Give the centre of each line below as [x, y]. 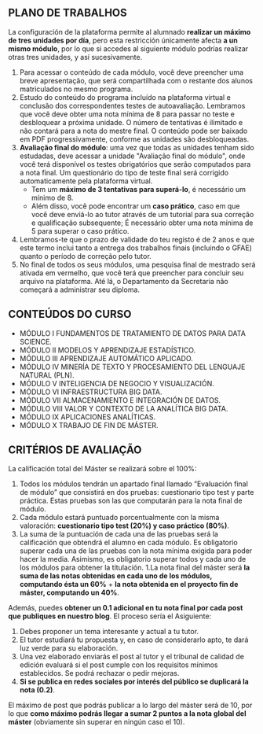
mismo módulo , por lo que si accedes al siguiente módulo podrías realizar [128, 48]
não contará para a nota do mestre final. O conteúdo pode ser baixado [133, 131]
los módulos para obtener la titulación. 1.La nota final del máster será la [135, 568]
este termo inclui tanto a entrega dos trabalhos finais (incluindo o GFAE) [136, 248]
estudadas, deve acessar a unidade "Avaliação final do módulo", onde [132, 156]
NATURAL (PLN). [47, 375]
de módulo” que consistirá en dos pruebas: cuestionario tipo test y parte [137, 492]
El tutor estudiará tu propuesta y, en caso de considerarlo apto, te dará [134, 640]
